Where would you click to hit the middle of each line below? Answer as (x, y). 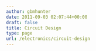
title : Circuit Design (34, 28)
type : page (19, 33)
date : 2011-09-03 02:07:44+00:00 (47, 17)
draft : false (22, 22)
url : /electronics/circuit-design (48, 39)
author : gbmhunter (28, 11)
